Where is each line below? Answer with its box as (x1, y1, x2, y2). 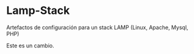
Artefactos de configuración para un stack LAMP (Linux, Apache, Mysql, (6, 24, 189, 31)
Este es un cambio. (6, 42, 54, 49)
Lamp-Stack (6, 4, 70, 18)
